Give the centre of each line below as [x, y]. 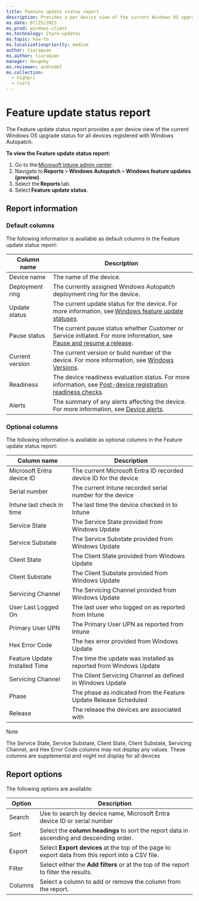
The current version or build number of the [112, 353]
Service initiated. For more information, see [113, 335]
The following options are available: [49, 789]
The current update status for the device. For [115, 303]
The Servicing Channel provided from [124, 590]
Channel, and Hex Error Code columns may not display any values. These [96, 749]
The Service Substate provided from [122, 539]
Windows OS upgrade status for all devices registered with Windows [90, 135]
